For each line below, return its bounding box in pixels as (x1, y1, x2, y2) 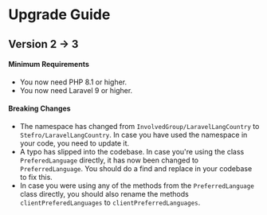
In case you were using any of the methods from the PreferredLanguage (19, 181, 255, 190)
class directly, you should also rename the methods (19, 189, 189, 198)
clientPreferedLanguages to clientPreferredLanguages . (19, 197, 201, 207)
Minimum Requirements (8, 60, 90, 69)
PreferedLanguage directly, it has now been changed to (19, 155, 199, 165)
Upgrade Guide (8, 6, 111, 24)
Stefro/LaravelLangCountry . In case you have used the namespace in (19, 130, 248, 139)
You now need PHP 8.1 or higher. (19, 77, 128, 87)
